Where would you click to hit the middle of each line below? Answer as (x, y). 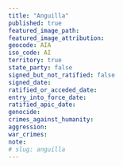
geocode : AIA (30, 45)
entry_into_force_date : (48, 97)
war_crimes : (28, 134)
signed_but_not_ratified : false (61, 75)
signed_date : (30, 82)
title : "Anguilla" (38, 16)
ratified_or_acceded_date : (53, 90)
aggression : (28, 127)
